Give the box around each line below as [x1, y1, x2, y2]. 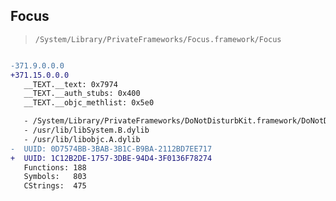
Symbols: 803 [23, 172, 87, 182]
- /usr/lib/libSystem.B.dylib [23, 125, 150, 136]
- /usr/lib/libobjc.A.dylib [23, 134, 141, 144]
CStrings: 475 [23, 181, 87, 191]
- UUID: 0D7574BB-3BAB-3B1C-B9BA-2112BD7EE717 [10, 144, 213, 154]
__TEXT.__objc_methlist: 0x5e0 [23, 98, 155, 108]
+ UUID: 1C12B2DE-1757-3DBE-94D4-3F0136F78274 [10, 153, 213, 163]
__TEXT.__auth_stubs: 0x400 [23, 89, 141, 99]
